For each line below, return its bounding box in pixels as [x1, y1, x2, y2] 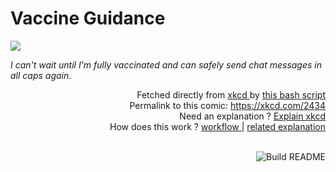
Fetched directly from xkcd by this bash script [136, 88, 326, 101]
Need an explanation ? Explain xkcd [179, 110, 326, 122]
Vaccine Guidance [10, 7, 166, 30]
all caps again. [10, 69, 72, 81]
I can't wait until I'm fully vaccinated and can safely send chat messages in [10, 58, 323, 71]
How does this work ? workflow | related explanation [109, 120, 326, 132]
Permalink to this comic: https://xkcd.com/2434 [129, 99, 326, 111]
